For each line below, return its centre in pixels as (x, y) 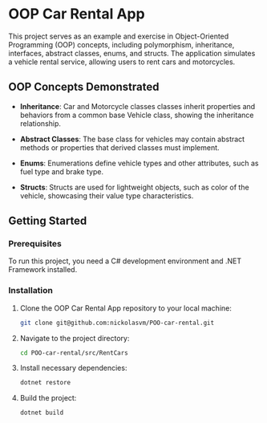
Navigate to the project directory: (75, 338)
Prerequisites (35, 244)
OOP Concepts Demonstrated (84, 87)
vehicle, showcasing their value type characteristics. (107, 195)
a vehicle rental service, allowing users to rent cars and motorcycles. (122, 62)
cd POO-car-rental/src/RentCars (74, 353)
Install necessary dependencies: (73, 368)
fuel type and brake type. (62, 171)
